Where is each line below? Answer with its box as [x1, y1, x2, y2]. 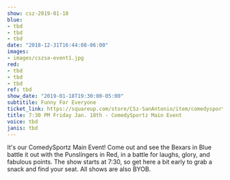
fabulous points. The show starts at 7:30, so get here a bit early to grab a [7, 158, 212, 166]
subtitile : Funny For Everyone [7, 99, 97, 106]
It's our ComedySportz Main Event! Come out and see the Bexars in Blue [7, 143, 212, 151]
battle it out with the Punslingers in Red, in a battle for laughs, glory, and [7, 151, 210, 159]
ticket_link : [7, 105, 44, 112]
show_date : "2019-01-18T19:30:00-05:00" [7, 93, 125, 100]
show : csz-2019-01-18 [7, 10, 69, 17]
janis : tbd [7, 125, 38, 131]
